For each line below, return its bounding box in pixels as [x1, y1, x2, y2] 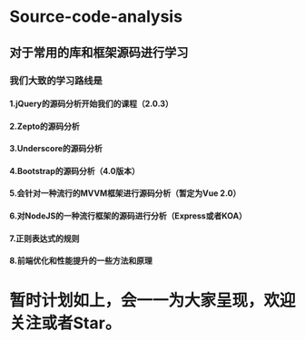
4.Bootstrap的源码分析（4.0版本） [9, 165, 141, 176]
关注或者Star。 [9, 313, 122, 334]
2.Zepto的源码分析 [9, 121, 80, 131]
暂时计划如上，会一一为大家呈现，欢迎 [9, 290, 297, 311]
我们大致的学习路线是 [9, 74, 103, 87]
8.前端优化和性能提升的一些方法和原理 [9, 256, 152, 267]
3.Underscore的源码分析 [9, 143, 103, 154]
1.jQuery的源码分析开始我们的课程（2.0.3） [9, 98, 174, 110]
